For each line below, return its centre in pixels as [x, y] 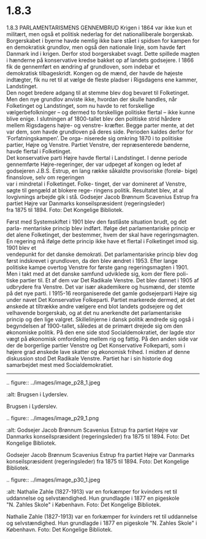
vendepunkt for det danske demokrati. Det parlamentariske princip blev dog [102, 254]
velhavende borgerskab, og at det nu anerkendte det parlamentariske [94, 312]
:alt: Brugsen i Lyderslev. [37, 394]
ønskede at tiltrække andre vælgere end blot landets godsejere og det [94, 306]
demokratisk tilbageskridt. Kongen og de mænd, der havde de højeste [95, 73]
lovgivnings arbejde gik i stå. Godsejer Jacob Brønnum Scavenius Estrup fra [102, 197]
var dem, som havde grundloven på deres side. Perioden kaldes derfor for [100, 132]
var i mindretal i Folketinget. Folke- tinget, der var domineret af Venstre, [97, 184]
